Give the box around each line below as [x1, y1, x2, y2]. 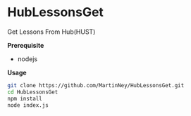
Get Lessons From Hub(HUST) [7, 27, 96, 36]
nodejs [17, 54, 37, 63]
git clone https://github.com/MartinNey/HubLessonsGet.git [7, 82, 185, 89]
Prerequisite [7, 41, 44, 49]
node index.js [7, 101, 49, 109]
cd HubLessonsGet [7, 89, 58, 96]
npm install [7, 95, 42, 102]
